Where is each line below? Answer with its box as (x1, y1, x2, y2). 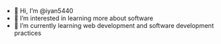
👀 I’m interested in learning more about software (13, 14, 154, 22)
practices (13, 29, 42, 37)
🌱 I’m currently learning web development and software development (13, 22, 214, 29)
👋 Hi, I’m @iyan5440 (13, 7, 74, 15)
